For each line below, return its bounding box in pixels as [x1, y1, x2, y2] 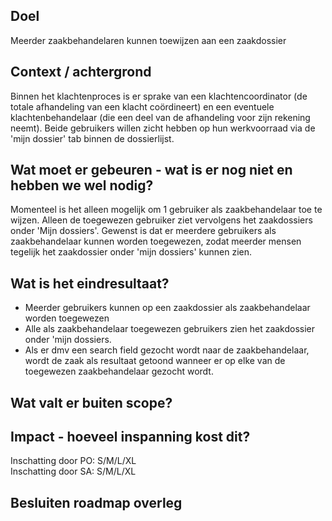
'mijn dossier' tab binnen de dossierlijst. [10, 132, 175, 144]
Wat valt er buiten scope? [10, 394, 173, 411]
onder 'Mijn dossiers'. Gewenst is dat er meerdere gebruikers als [10, 225, 277, 237]
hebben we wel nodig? [10, 177, 154, 194]
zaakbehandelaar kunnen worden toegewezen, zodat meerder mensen [10, 235, 302, 248]
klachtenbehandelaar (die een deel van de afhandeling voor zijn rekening [10, 111, 311, 123]
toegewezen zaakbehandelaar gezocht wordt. [24, 365, 214, 378]
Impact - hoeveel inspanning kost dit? [10, 429, 251, 446]
